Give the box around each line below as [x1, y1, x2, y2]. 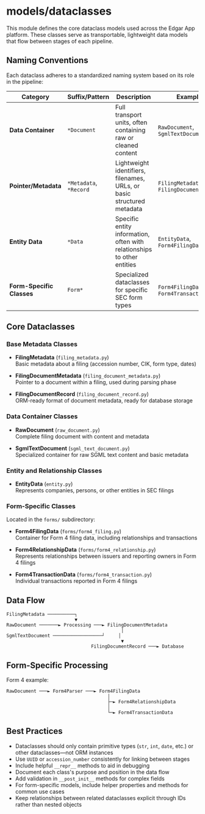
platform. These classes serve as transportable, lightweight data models [6, 31, 188, 38]
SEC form [115, 293, 143, 302]
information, [115, 229, 150, 238]
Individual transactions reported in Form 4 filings [15, 577, 138, 585]
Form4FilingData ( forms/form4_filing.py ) [15, 528, 122, 535]
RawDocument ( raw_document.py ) [15, 426, 101, 434]
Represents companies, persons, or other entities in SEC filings [15, 487, 174, 494]
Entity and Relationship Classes [6, 466, 103, 475]
